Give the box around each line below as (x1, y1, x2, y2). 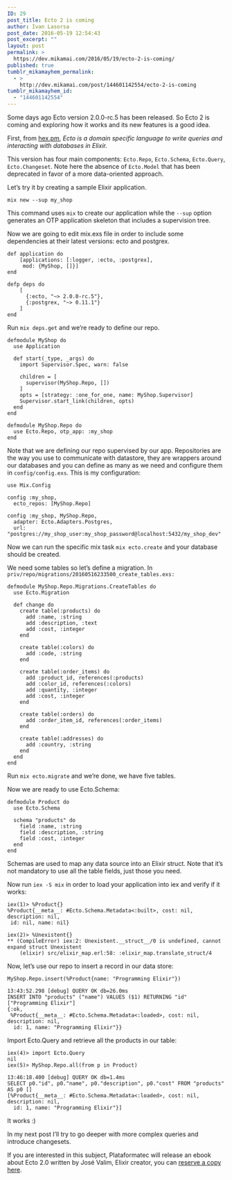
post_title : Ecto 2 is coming (7, 17, 95, 24)
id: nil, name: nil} (10, 919, 70, 926)
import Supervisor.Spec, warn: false (19, 361, 129, 368)
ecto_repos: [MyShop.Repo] (13, 500, 91, 507)
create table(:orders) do (19, 711, 95, 718)
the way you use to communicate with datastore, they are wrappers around (7, 454, 222, 462)
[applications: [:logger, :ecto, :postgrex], (19, 256, 154, 263)
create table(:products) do (19, 607, 100, 614)
